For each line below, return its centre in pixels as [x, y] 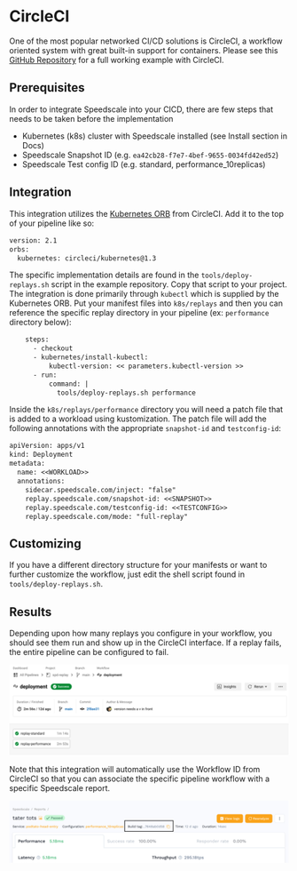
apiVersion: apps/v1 [47, 445]
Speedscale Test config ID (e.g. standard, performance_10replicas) [144, 164]
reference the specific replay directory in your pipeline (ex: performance [139, 312]
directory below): [41, 322]
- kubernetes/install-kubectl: [90, 357]
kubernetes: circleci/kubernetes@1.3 [87, 258]
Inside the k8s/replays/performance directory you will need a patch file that [146, 409]
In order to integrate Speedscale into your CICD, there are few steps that [141, 109]
